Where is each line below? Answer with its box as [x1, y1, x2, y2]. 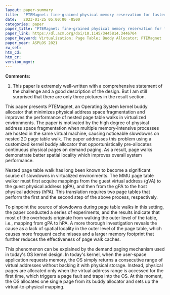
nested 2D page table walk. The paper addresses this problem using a [5, 136, 152, 142]
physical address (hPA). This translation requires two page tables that [5, 189, 150, 195]
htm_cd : [5, 50, 22, 55]
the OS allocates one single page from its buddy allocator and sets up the [5, 278, 158, 284]
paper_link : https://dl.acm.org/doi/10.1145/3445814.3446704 [5, 31, 137, 36]
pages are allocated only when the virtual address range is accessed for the [5, 268, 164, 274]
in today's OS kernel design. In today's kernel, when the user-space [5, 251, 147, 257]
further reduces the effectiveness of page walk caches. [5, 236, 121, 242]
